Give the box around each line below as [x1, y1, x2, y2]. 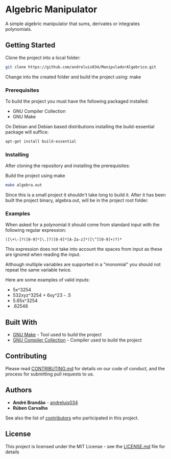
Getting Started [5, 41, 56, 50]
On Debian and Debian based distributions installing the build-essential [5, 123, 155, 129]
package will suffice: [5, 129, 49, 135]
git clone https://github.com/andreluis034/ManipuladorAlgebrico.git [5, 64, 157, 70]
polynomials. [5, 26, 32, 32]
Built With [5, 318, 37, 327]
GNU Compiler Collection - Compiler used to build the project [12, 337, 142, 343]
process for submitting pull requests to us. [5, 371, 94, 377]
